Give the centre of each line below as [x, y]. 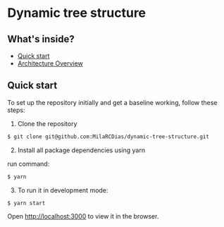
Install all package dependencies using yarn [81, 150]
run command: [29, 164]
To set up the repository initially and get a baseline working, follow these [112, 102]
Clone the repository [47, 123]
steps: [16, 110]
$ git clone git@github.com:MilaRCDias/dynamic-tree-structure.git [108, 136]
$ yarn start [26, 203]
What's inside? [41, 39]
